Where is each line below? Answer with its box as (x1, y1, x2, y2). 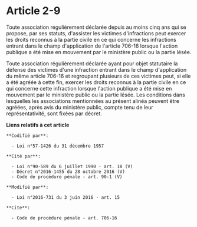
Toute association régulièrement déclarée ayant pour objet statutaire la (6, 60, 178, 67)
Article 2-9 (6, 4, 61, 18)
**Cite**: (6, 205, 31, 211)
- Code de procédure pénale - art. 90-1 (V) (11, 173, 123, 180)
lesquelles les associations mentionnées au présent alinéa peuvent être (6, 97, 180, 104)
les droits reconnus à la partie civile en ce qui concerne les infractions (6, 36, 177, 43)
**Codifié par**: (6, 132, 49, 139)
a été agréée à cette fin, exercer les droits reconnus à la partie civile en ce (6, 78, 186, 86)
